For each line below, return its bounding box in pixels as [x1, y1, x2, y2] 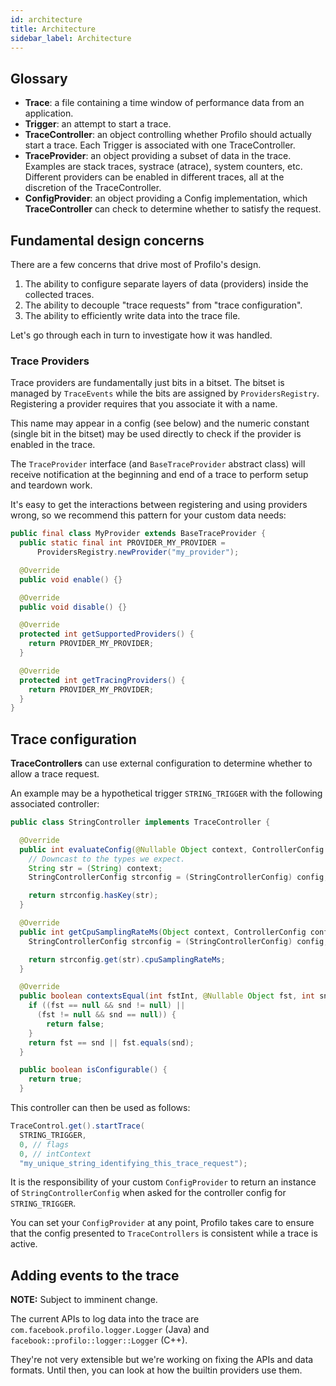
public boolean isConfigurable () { [19, 1065, 168, 1075]
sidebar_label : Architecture [10, 33, 132, 43]
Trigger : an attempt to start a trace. [24, 118, 172, 130]
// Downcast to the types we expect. [28, 854, 186, 864]
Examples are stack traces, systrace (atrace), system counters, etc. [24, 161, 303, 173]
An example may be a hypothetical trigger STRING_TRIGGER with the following [10, 787, 323, 800]
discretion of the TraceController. [24, 182, 162, 194]
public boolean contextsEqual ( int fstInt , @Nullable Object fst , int [19, 991, 315, 1001]
